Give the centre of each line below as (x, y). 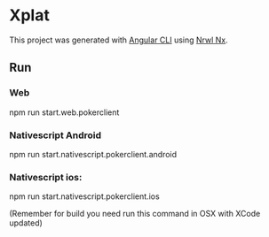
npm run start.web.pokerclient (64, 112)
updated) (26, 223)
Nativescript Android (55, 135)
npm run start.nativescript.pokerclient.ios (84, 196)
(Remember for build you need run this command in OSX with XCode (135, 214)
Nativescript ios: (46, 177)
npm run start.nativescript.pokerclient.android (93, 154)
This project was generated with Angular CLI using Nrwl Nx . (119, 40)
